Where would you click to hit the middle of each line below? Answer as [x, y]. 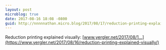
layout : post [19, 10]
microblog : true [22, 14]
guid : [11, 23]
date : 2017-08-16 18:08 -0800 [36, 19]
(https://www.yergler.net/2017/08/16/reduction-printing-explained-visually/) [82, 43]
